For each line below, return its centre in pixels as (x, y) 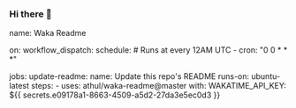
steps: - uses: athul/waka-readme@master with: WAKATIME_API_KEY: (159, 86)
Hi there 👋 (31, 14)
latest (19, 86)
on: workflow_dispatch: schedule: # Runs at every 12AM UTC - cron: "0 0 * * (148, 50)
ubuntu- (266, 76)
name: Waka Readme (48, 33)
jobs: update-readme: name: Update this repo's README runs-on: (129, 76)
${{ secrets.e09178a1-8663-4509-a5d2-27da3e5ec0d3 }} (115, 95)
